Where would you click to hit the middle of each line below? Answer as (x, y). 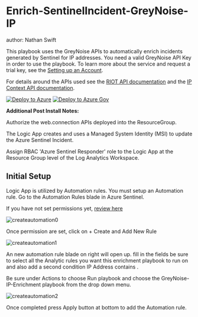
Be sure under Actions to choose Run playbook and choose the (83, 278)
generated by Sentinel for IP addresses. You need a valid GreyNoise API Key (99, 57)
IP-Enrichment (24, 284)
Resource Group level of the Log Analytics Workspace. (73, 157)
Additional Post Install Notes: (43, 111)
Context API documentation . (40, 88)
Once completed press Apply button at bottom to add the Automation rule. (97, 307)
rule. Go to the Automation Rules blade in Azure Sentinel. (75, 197)
